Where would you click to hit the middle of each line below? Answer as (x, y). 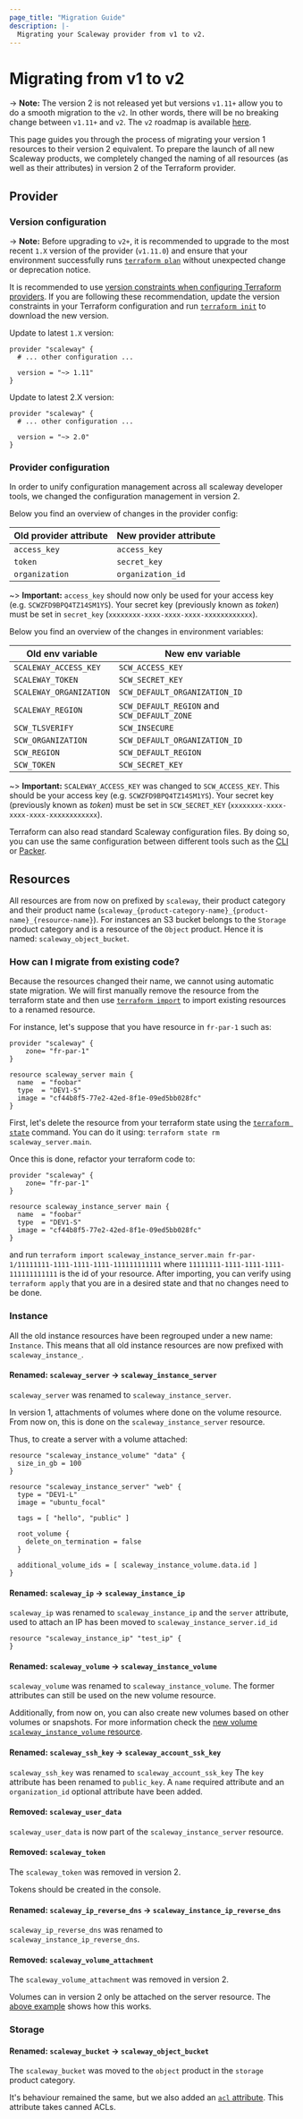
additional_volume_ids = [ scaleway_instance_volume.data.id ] (137, 1565)
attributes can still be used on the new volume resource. (113, 1696)
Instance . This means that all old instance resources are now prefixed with (146, 1345)
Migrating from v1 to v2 (97, 78)
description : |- (39, 26)
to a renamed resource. (52, 1010)
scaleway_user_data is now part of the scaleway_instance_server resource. (147, 1832)
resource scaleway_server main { (72, 1075)
